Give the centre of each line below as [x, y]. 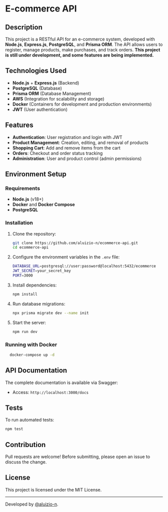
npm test [14, 429]
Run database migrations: [39, 303]
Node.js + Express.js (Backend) [46, 82]
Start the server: [29, 322]
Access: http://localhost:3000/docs [50, 392]
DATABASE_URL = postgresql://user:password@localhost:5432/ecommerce [84, 266]
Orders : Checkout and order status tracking [57, 153]
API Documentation [36, 370]
